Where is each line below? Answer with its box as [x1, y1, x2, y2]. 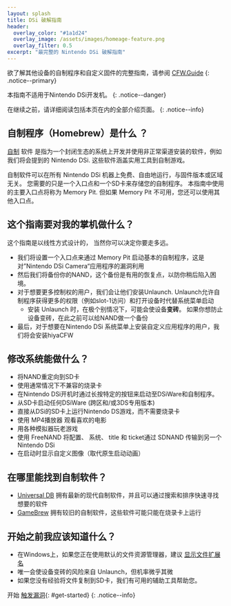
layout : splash [7, 10, 51, 17]
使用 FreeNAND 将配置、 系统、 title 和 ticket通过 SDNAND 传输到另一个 [17, 433, 222, 441]
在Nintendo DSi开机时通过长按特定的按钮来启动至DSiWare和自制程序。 [17, 390, 219, 398]
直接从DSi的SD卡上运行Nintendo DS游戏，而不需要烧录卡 [17, 407, 181, 416]
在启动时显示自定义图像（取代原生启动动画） [17, 449, 145, 457]
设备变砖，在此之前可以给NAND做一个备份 [27, 313, 148, 322]
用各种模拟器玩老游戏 [17, 425, 78, 433]
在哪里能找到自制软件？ [7, 471, 107, 483]
